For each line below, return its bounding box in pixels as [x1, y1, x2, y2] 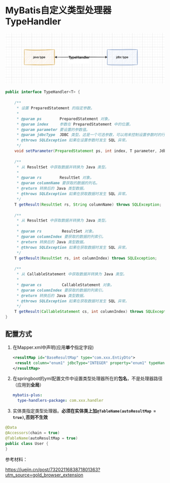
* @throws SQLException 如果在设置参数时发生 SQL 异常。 [16, 138, 129, 143]
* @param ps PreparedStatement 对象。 [16, 116, 112, 121]
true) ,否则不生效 [12, 414, 48, 421]
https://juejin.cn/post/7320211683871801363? [5, 466, 100, 472]
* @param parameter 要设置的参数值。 [16, 127, 90, 132]
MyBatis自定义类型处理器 [5, 5, 112, 16]
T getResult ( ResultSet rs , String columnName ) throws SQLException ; [14, 202, 162, 207]
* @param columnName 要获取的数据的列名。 [16, 181, 100, 186]
